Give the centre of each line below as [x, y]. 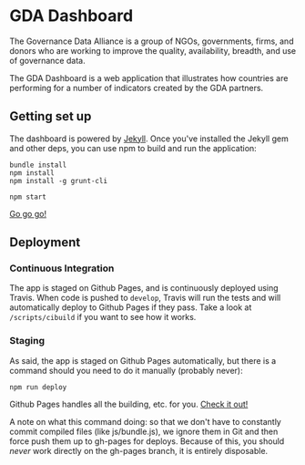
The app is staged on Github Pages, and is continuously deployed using [144, 288]
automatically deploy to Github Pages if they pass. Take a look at [131, 307]
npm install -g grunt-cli [58, 181]
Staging [27, 341]
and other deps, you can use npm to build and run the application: [133, 148]
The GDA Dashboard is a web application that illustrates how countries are [149, 77]
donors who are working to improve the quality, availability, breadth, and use [153, 50]
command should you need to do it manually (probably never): [126, 370]
